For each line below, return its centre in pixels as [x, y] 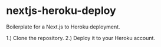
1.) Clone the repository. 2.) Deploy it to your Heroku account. [80, 38]
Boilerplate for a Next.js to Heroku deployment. [63, 27]
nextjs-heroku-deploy [61, 11]
